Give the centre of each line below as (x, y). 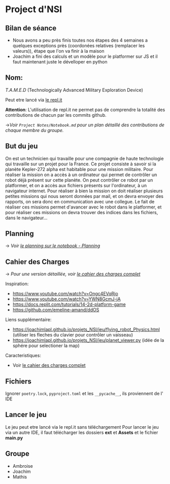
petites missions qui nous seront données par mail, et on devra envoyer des (84, 196)
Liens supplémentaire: (28, 320)
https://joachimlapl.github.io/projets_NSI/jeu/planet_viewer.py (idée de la (88, 340)
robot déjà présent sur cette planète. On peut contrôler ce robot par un (79, 180)
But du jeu (22, 146)
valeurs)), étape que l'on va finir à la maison (59, 51)
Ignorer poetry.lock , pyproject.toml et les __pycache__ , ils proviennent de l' (84, 394)
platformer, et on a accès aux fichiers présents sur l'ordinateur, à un (76, 185)
